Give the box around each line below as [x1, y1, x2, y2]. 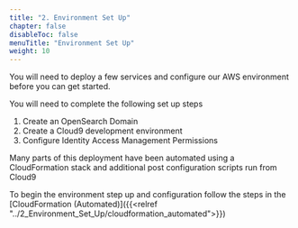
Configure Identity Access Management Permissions [22, 135, 219, 146]
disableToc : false [9, 30, 78, 39]
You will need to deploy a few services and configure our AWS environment [9, 71, 290, 82]
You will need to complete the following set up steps [9, 98, 203, 109]
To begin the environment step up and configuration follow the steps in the [9, 189, 286, 200]
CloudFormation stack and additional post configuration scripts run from [9, 162, 277, 173]
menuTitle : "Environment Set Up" [9, 38, 135, 48]
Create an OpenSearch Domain [22, 116, 139, 127]
